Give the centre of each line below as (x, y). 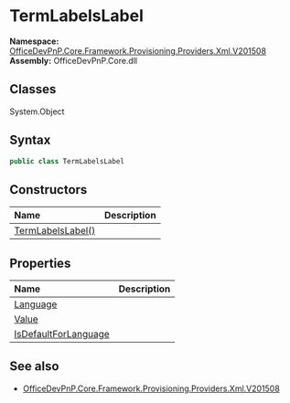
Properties (40, 263)
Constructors (48, 190)
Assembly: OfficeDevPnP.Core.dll (74, 60)
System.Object (37, 111)
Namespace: (34, 41)
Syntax (30, 140)
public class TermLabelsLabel (67, 161)
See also (34, 366)
